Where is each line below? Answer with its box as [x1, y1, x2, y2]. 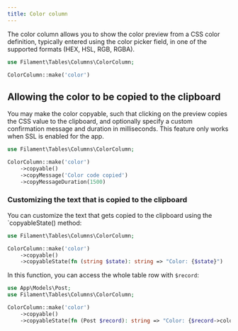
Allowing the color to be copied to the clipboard [7, 91, 221, 103]
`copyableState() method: [7, 219, 82, 227]
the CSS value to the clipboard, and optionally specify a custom [7, 117, 193, 126]
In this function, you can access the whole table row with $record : [7, 271, 200, 279]
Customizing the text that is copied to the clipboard [7, 195, 188, 205]
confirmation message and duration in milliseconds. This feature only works [7, 124, 229, 133]
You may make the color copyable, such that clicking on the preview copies [7, 110, 228, 118]
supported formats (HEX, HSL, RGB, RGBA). [7, 45, 135, 53]
